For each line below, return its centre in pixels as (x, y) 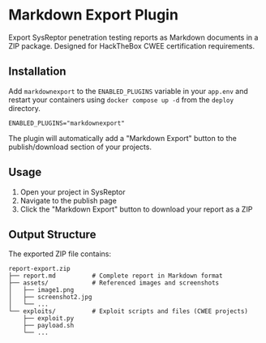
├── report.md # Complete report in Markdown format (116, 276)
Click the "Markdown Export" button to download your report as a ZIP (136, 209)
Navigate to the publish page (69, 200)
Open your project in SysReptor (73, 191)
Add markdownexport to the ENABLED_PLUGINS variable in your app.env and (129, 91)
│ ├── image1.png (41, 290)
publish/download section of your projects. (80, 147)
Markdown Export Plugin (93, 15)
